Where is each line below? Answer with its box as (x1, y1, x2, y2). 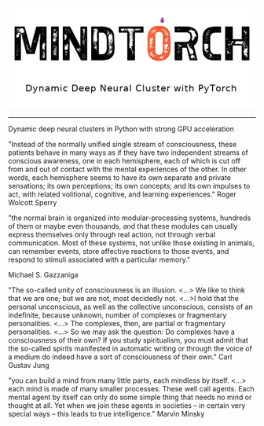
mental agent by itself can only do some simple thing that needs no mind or (8, 392, 252, 402)
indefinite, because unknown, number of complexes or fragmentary (8, 310, 227, 320)
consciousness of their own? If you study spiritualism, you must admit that (8, 336, 249, 345)
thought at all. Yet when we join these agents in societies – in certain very (8, 401, 246, 410)
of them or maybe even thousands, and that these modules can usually (8, 222, 238, 231)
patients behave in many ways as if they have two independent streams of (8, 148, 249, 157)
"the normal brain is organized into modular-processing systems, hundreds (8, 213, 251, 222)
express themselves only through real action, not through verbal (8, 230, 216, 240)
